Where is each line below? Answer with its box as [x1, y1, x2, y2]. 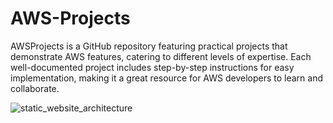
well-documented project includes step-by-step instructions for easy [10, 61, 295, 73]
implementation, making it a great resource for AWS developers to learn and [10, 72, 324, 84]
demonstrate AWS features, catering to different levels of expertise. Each [10, 50, 312, 62]
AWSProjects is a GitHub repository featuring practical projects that [10, 40, 288, 52]
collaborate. [10, 82, 60, 94]
